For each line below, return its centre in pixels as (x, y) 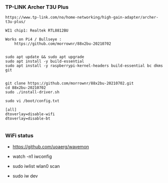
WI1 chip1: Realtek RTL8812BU (37, 31)
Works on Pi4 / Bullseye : (33, 39)
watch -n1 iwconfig (32, 156)
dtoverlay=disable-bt (28, 119)
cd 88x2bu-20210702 (26, 88)
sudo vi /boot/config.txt (32, 101)
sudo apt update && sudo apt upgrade (45, 57)
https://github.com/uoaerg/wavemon (51, 146)
